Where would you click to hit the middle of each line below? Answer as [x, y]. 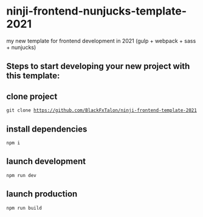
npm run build [24, 208]
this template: [33, 76]
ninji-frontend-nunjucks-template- [97, 11]
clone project [32, 96]
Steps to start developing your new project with [98, 66]
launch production [42, 194]
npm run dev [21, 175]
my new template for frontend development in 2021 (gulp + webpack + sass [101, 41]
